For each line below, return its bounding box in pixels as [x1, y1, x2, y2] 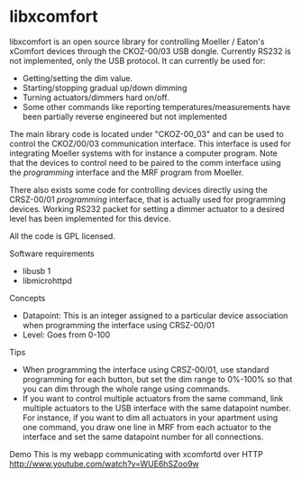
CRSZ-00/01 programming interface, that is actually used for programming [9, 194, 287, 205]
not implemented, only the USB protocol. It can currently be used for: [9, 55, 266, 66]
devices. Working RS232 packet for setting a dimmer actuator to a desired [9, 203, 285, 214]
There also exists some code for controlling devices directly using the [9, 184, 268, 195]
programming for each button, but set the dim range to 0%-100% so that [22, 373, 293, 384]
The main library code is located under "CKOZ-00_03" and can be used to [9, 128, 284, 139]
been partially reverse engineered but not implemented [22, 111, 227, 122]
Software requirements [9, 248, 95, 259]
